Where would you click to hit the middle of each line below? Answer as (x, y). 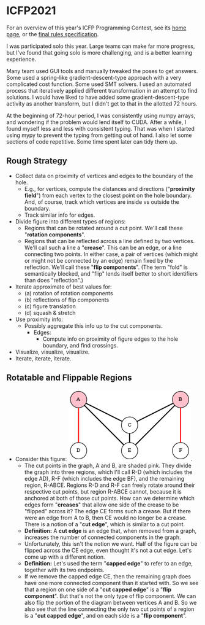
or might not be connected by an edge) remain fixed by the (99, 260)
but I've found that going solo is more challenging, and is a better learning (99, 52)
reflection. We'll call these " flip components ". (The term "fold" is (106, 267)
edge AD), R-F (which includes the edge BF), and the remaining (104, 478)
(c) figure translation (50, 306)
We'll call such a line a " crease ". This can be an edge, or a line (103, 247)
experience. (21, 59)
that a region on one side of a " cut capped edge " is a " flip (98, 589)
